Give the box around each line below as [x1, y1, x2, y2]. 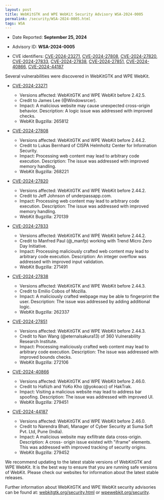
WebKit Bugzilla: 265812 [19, 118, 69, 124]
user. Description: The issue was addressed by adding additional [19, 299, 150, 305]
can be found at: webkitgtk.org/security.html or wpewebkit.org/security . [5, 489, 150, 496]
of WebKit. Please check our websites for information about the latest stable [5, 470, 159, 475]
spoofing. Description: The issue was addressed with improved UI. [19, 394, 154, 400]
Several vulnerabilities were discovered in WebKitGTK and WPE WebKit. [5, 73, 150, 79]
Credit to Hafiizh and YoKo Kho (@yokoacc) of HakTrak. [19, 384, 132, 390]
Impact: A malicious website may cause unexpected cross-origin [19, 103, 150, 108]
